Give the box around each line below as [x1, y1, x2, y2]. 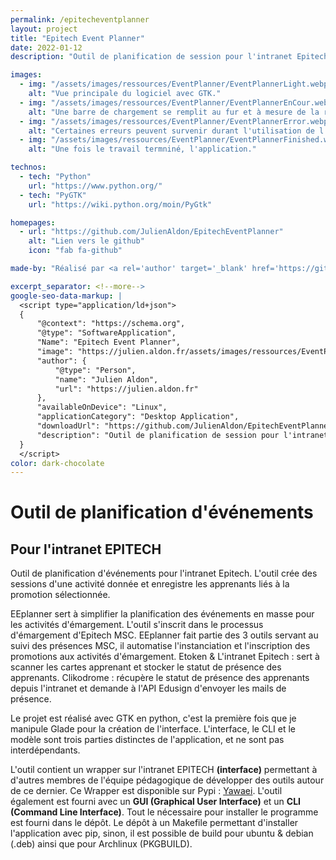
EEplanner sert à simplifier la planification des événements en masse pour [10, 608, 315, 620]
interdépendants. [10, 744, 81, 756]
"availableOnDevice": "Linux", [36, 402, 168, 413]
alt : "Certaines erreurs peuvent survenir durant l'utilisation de [28, 126, 315, 136]
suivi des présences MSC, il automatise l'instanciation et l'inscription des [10, 640, 311, 652]
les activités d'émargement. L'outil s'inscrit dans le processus [10, 619, 264, 631]
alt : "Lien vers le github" [28, 236, 145, 246]
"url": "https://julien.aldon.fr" [54, 384, 199, 394]
